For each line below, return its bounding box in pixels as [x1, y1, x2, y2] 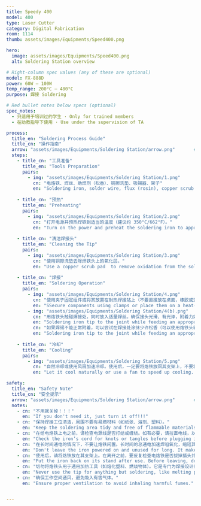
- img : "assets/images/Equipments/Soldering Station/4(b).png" [28, 308, 188, 314]
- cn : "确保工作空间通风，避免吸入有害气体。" [17, 475, 119, 481]
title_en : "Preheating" [22, 202, 82, 208]
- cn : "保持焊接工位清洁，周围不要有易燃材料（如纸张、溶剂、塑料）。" [17, 419, 170, 425]
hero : [6, 47, 20, 54]
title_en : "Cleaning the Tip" [22, 241, 98, 247]
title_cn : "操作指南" [11, 141, 62, 147]
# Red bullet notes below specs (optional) [6, 102, 117, 108]
